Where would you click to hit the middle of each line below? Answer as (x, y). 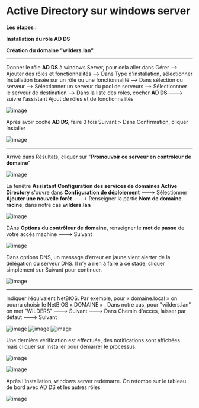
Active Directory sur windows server (98, 11)
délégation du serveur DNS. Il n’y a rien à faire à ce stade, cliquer (86, 263)
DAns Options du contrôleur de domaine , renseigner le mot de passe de (95, 228)
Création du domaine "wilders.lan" (50, 50)
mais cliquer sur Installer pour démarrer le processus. (72, 346)
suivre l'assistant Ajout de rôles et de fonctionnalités (70, 98)
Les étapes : (22, 27)
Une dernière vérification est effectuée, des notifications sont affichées (93, 340)
